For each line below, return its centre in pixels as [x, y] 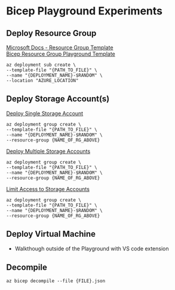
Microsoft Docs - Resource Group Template [60, 47]
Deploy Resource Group [51, 33]
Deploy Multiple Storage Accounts [48, 151]
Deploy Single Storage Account [45, 113]
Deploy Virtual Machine [51, 234]
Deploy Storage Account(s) [58, 99]
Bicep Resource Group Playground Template [61, 54]
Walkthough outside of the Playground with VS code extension [92, 248]
